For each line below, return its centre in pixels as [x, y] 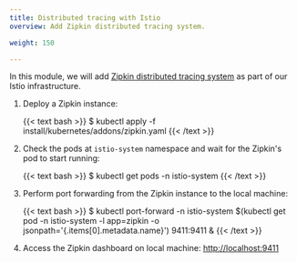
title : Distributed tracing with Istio [85, 18]
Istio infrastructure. [46, 86]
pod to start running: [61, 158]
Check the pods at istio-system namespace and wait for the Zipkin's [152, 149]
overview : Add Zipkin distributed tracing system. [108, 26]
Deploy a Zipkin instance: [70, 104]
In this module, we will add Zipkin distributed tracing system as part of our [148, 76]
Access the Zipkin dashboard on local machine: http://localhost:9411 [151, 248]
